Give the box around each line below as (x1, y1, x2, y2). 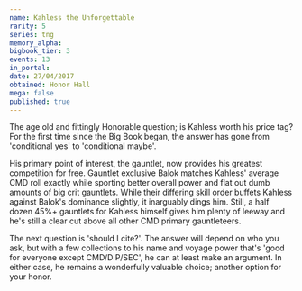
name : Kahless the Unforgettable (9, 13, 135, 23)
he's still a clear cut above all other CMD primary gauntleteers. (9, 215, 242, 226)
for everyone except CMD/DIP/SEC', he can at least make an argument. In (9, 252, 282, 263)
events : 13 (9, 55, 50, 64)
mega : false (9, 88, 54, 97)
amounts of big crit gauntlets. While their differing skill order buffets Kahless (9, 186, 293, 198)
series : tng (9, 30, 54, 39)
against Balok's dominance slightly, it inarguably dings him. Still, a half (9, 196, 270, 207)
